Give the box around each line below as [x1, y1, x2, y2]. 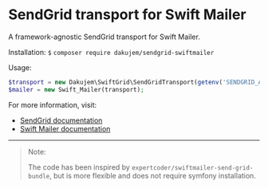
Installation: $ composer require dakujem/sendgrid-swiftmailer [8, 47, 215, 57]
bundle [27, 172, 50, 180]
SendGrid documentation [19, 116, 103, 125]
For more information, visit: [8, 100, 97, 109]
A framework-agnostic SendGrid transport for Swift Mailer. [8, 32, 201, 41]
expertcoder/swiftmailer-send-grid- [131, 163, 254, 172]
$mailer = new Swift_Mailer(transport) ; [8, 85, 145, 93]
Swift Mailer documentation [19, 123, 111, 133]
